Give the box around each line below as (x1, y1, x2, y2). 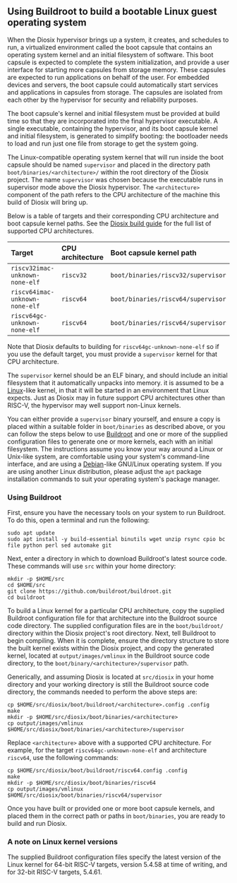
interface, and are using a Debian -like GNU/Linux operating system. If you (7, 459, 222, 468)
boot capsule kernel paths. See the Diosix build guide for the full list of (7, 219, 212, 227)
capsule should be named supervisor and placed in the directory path (7, 160, 210, 169)
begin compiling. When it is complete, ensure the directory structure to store (7, 636, 229, 645)
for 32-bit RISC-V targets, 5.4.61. (7, 868, 102, 877)
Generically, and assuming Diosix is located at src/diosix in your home (7, 672, 214, 681)
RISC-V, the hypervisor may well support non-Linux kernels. (7, 401, 181, 409)
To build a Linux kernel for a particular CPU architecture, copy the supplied (7, 607, 224, 615)
